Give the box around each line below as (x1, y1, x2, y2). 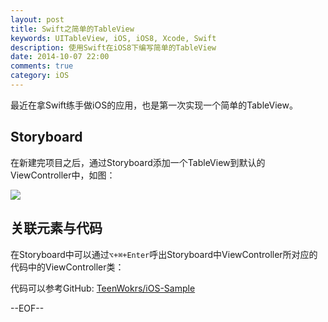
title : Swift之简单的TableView (10, 24, 135, 34)
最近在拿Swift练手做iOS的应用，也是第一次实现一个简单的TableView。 (10, 99, 298, 111)
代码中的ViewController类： (10, 261, 125, 273)
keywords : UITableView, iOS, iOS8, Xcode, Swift (10, 33, 217, 43)
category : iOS (10, 71, 70, 81)
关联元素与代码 (10, 220, 103, 237)
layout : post (10, 14, 65, 25)
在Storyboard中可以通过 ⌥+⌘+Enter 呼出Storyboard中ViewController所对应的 (10, 248, 318, 260)
